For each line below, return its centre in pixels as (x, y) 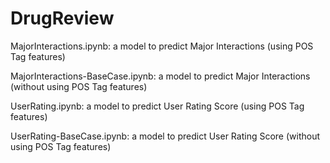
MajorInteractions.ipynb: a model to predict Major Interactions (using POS (162, 46)
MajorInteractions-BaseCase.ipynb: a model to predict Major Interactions (160, 76)
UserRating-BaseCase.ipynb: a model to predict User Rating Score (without (165, 136)
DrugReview (62, 18)
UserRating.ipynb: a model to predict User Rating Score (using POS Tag (157, 106)
